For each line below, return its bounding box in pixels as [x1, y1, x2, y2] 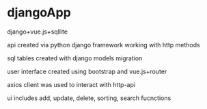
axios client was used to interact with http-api [7, 80, 135, 88]
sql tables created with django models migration [7, 53, 143, 62]
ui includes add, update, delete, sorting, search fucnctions [7, 94, 171, 102]
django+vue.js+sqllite [7, 27, 68, 36]
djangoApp [7, 5, 72, 21]
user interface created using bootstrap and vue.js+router [7, 67, 167, 75]
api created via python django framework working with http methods [7, 40, 200, 49]
